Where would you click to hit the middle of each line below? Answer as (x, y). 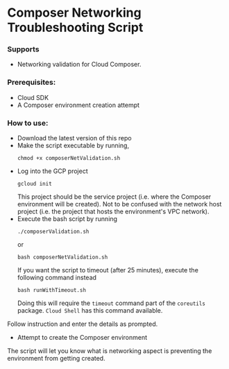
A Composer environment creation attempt (78, 105)
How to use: (28, 123)
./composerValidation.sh (53, 232)
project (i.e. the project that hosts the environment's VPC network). (113, 212)
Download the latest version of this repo (74, 138)
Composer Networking (74, 13)
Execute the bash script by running (67, 219)
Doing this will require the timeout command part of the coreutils (111, 303)
